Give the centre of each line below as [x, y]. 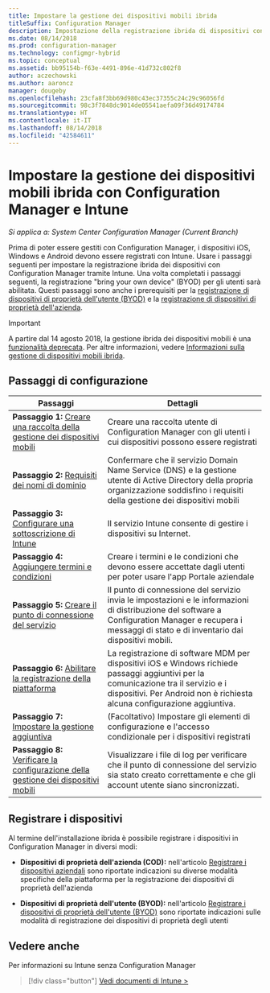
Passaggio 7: [37, 717]
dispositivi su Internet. [149, 534]
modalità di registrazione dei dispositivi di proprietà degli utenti [124, 921]
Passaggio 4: [37, 557]
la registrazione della [51, 678]
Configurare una [43, 524]
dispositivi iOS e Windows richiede [173, 663]
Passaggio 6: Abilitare [54, 669]
